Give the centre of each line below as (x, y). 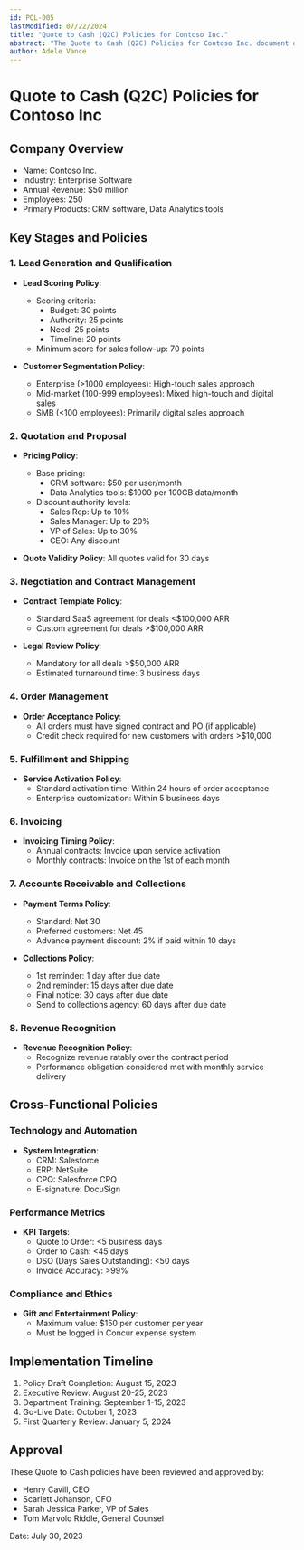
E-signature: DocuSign (78, 1189)
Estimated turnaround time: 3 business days (118, 673)
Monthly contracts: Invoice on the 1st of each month (133, 860)
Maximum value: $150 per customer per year (119, 1324)
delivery (51, 1076)
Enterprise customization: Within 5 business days (128, 798)
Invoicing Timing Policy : (68, 841)
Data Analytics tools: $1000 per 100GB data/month (144, 493)
